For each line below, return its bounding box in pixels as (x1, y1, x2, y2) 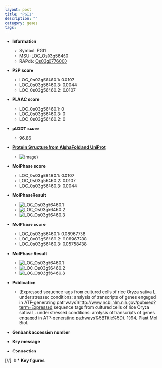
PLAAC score (12, 96, 40, 102)
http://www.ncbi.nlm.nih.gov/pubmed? (79, 299, 156, 305)
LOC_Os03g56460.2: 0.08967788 (19, 236, 87, 242)
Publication (12, 280, 36, 286)
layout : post (5, 7, 32, 12)
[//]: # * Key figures (5, 357, 45, 364)
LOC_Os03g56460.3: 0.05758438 (19, 241, 87, 247)
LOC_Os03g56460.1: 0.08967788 (19, 231, 86, 237)
